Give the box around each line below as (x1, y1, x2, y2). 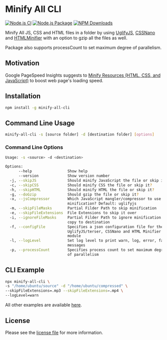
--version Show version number (18, 173, 110, 179)
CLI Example (5, 266, 45, 274)
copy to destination (67, 220, 110, 225)
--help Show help (18, 169, 88, 174)
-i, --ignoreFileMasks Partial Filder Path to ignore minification (9, 215, 162, 220)
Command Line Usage (5, 118, 75, 127)
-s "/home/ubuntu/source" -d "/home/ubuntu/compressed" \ (5, 284, 128, 289)
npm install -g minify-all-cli (5, 105, 70, 110)
